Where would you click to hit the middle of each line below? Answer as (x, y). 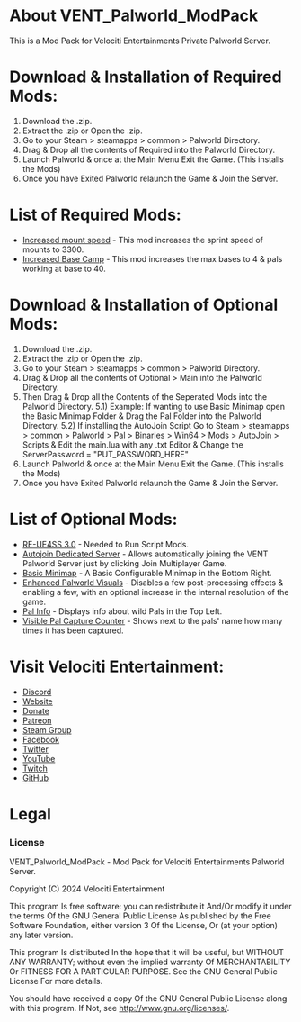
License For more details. (56, 981)
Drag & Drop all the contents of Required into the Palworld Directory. (149, 149)
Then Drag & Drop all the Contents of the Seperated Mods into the (145, 396)
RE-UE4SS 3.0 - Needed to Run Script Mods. (105, 544)
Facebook (41, 739)
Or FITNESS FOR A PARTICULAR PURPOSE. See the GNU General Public (143, 972)
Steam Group (47, 729)
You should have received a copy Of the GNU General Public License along (148, 999)
